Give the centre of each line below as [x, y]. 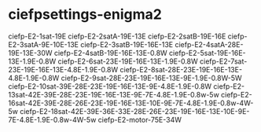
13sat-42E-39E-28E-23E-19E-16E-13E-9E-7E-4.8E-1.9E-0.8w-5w [114, 94]
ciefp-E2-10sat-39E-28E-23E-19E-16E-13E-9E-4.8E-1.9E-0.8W [110, 86]
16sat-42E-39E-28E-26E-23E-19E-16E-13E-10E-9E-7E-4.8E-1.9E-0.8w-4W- [131, 103]
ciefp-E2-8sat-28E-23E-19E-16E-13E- [181, 69]
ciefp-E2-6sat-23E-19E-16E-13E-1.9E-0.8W [128, 61]
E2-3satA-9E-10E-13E [44, 44]
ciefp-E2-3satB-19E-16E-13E [127, 44]
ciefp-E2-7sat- [223, 61]
